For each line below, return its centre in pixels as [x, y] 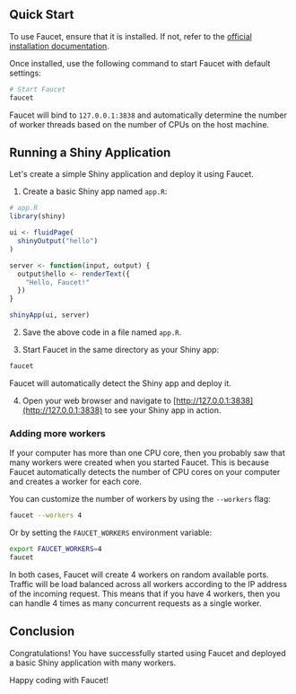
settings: [26, 73]
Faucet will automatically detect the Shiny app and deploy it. [120, 383]
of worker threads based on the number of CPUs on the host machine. [139, 124]
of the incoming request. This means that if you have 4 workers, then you [145, 593]
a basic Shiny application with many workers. [93, 663]
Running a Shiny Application [90, 152]
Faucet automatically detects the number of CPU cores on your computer [145, 472]
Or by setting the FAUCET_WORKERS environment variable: [111, 532]
